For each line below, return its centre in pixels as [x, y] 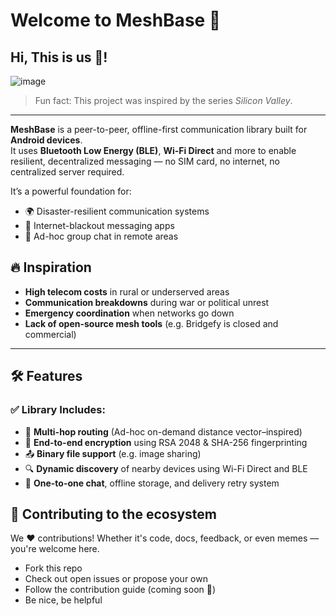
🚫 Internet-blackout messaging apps [99, 225]
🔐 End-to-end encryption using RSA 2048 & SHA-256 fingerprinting [166, 442]
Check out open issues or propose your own [116, 579]
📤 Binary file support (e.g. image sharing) [113, 453]
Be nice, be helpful [63, 600]
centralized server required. [67, 172]
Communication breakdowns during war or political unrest [147, 302]
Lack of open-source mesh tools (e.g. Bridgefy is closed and [151, 323]
